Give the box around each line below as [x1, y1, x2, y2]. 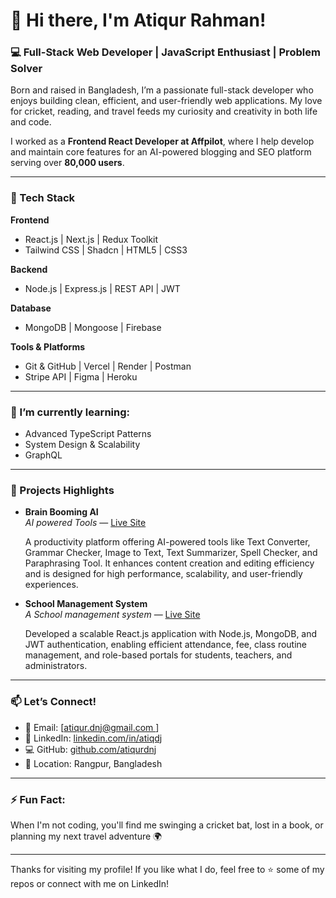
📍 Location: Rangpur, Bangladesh [24, 757, 163, 769]
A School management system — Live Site [24, 609, 201, 621]
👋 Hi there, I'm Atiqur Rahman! [10, 9, 267, 32]
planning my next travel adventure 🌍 [10, 830, 163, 842]
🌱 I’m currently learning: [10, 405, 130, 419]
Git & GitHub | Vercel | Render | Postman [24, 360, 192, 372]
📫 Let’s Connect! [10, 695, 97, 709]
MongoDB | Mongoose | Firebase [24, 321, 162, 333]
